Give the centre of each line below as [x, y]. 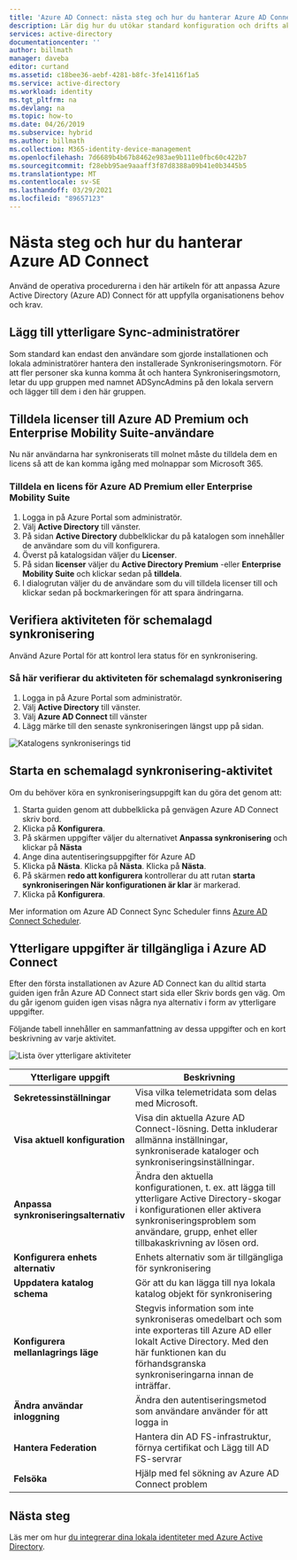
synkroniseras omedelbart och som [209, 1319]
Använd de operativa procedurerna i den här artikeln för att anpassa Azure [145, 285]
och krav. [26, 304]
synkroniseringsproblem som [196, 1221]
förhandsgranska [171, 1363]
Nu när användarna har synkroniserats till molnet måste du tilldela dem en [143, 454]
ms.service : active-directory [65, 83]
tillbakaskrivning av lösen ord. [197, 1243]
